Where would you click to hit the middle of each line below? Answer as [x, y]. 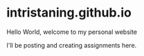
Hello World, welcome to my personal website [72, 32]
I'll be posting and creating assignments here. [72, 45]
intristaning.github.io [69, 13]
